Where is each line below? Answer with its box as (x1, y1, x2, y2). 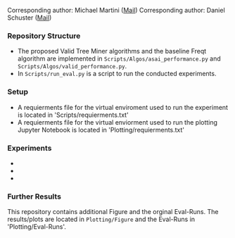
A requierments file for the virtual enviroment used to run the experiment (17, 103, 229, 111)
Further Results (7, 192, 62, 201)
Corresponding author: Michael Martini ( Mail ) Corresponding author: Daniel (7, 6, 225, 14)
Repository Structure (7, 31, 81, 41)
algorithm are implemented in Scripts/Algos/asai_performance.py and (17, 54, 221, 63)
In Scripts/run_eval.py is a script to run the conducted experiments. (17, 70, 217, 78)
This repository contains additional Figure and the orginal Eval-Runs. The (7, 208, 219, 216)
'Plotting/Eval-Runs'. (7, 223, 67, 231)
